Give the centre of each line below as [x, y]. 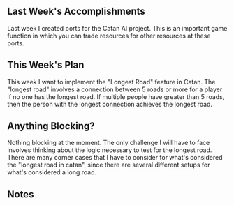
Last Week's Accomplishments [76, 12]
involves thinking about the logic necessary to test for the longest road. [110, 150]
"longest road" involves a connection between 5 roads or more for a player [115, 89]
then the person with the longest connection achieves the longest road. [110, 104]
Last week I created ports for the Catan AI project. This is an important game [117, 28]
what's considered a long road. [52, 172]
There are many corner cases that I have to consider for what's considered [115, 158]
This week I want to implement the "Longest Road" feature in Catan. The [111, 82]
